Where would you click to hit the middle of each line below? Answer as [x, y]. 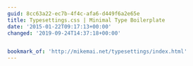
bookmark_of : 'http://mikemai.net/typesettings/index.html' [98, 52]
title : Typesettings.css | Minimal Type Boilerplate [86, 20]
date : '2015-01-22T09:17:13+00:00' [60, 26]
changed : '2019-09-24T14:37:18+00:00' [64, 33]
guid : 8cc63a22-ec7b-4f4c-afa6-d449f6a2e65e [74, 14]
